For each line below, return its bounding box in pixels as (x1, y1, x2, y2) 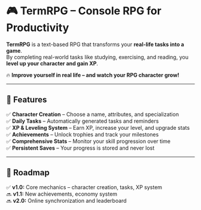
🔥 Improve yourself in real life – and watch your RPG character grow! (6, 71, 179, 78)
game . (6, 47, 23, 54)
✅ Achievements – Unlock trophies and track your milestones (6, 130, 159, 138)
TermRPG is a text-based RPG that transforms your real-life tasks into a (6, 41, 184, 48)
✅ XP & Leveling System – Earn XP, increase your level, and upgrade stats (6, 124, 190, 131)
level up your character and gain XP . (6, 60, 99, 67)
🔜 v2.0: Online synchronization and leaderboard (6, 197, 127, 204)
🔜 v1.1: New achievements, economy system (6, 190, 118, 197)
